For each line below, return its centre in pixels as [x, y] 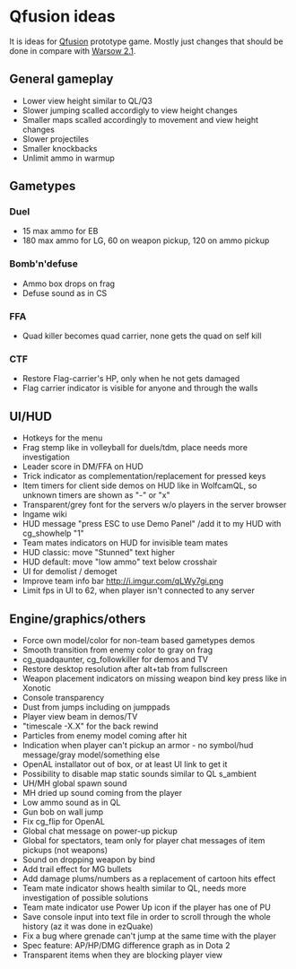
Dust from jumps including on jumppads [96, 707]
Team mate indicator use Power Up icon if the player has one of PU [146, 907]
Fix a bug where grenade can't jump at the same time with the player [149, 936]
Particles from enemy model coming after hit [104, 735]
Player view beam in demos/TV [80, 716]
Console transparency [63, 697]
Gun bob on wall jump [63, 812]
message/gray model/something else [91, 755]
